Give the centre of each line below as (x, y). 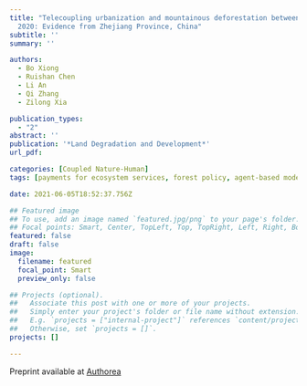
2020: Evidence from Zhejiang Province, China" (110, 26)
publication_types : (47, 119)
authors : (26, 60)
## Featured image (44, 211)
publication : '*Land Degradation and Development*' (110, 144)
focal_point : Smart (55, 270)
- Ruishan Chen (47, 77)
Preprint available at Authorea (65, 371)
